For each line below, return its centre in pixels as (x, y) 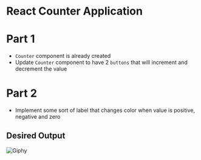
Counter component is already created (63, 56)
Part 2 (22, 93)
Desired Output (36, 136)
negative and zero (38, 117)
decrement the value (41, 69)
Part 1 (21, 39)
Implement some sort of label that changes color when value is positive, (105, 110)
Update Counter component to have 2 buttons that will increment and (101, 63)
